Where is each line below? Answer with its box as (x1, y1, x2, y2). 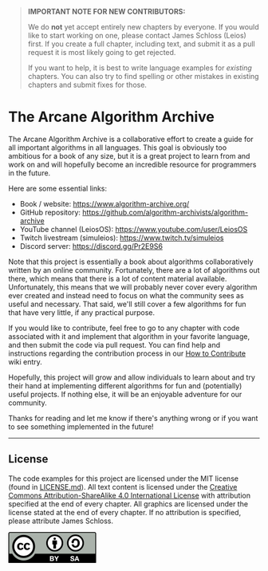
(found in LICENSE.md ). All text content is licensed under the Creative (8, 482, 238, 491)
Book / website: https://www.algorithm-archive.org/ (19, 199, 190, 208)
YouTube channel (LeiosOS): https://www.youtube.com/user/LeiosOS (19, 224, 248, 234)
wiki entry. (8, 356, 42, 366)
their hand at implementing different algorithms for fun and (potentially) (8, 380, 242, 390)
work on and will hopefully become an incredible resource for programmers (8, 159, 257, 169)
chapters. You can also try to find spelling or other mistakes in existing (27, 72, 259, 81)
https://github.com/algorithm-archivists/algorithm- (82, 207, 249, 217)
